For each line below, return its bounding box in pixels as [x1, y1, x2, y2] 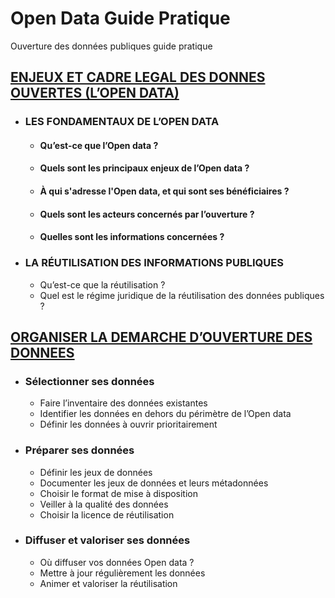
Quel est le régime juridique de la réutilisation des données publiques [39, 289, 325, 301]
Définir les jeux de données [39, 466, 153, 478]
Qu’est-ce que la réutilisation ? [39, 278, 166, 291]
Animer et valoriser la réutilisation [39, 577, 178, 589]
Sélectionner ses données [24, 374, 155, 388]
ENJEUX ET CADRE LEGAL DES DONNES [10, 69, 266, 86]
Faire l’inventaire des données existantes [39, 397, 208, 409]
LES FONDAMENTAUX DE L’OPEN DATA [24, 115, 220, 129]
